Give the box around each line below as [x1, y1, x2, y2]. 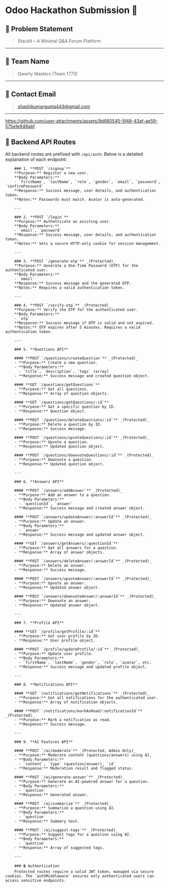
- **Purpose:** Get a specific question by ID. [14, 404, 116, 410]
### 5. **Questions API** [14, 347, 69, 352]
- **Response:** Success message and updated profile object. [14, 665, 147, 670]
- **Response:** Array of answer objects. [14, 550, 105, 555]
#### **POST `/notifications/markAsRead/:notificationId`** [14, 709, 143, 714]
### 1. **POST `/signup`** [14, 166, 71, 171]
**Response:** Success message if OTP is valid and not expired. [14, 321, 154, 326]
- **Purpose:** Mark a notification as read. [14, 718, 112, 723]
